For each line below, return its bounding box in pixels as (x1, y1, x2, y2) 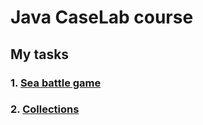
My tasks (10, 46, 70, 63)
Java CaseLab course (10, 6, 194, 29)
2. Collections (10, 102, 80, 116)
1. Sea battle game (10, 76, 102, 90)
